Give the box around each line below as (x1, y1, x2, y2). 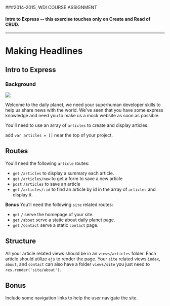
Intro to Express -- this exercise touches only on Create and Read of (5, 16, 151, 22)
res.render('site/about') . (5, 266, 61, 273)
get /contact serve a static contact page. (12, 222, 99, 228)
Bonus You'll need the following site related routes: (5, 201, 113, 208)
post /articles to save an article (12, 181, 81, 187)
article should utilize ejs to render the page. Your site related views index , (5, 256, 160, 262)
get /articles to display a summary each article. (12, 170, 114, 176)
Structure (5, 237, 36, 246)
